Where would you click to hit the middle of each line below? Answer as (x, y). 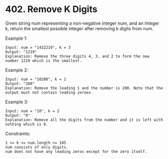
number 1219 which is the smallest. (44, 61)
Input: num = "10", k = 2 (32, 111)
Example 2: (17, 70)
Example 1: (16, 38)
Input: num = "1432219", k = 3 (38, 47)
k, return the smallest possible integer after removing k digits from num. (79, 28)
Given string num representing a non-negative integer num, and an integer (82, 23)
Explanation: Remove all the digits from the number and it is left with (84, 120)
